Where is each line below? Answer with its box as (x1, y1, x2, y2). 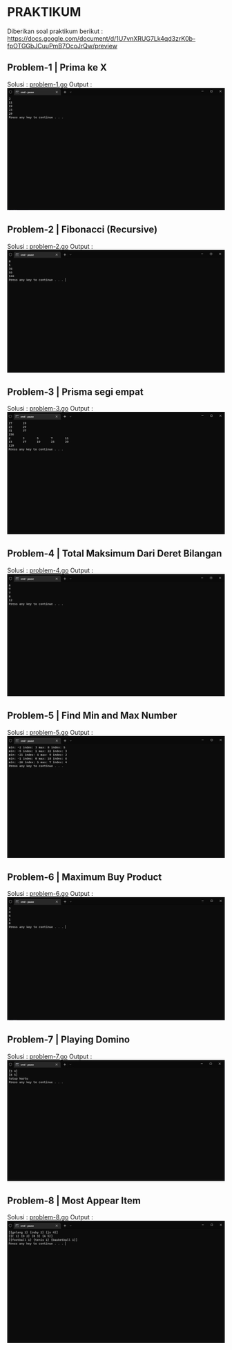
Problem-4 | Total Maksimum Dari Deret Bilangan (7, 547, 222, 560)
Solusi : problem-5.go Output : (7, 728, 93, 736)
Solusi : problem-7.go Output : (7, 1052, 93, 1060)
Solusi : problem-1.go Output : (7, 80, 93, 88)
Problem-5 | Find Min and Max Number (7, 710, 177, 722)
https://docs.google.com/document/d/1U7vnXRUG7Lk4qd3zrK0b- (7, 34, 196, 42)
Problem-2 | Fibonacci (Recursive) (7, 224, 158, 236)
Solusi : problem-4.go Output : (7, 566, 94, 574)
